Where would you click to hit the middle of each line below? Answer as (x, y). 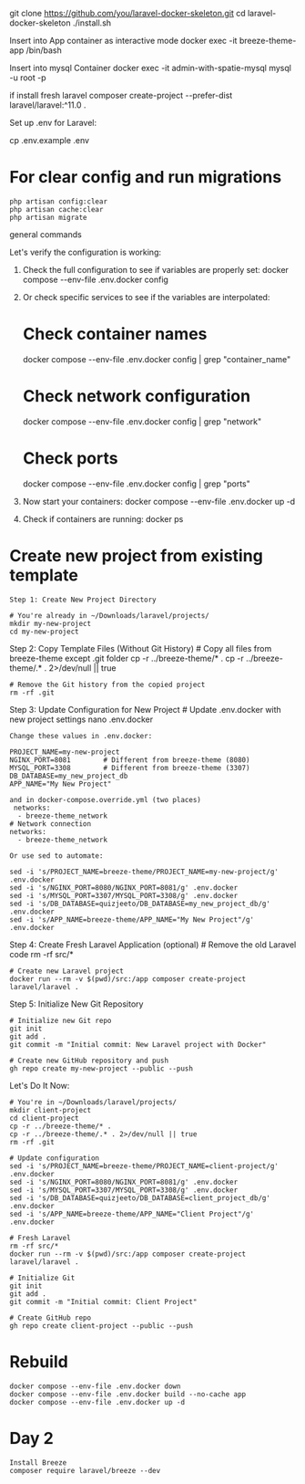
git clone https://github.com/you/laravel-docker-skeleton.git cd (127, 13)
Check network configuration (137, 397)
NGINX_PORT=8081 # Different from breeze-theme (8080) (130, 760)
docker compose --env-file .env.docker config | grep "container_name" (157, 359)
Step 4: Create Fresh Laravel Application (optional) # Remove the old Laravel (153, 945)
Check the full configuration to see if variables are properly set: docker (156, 269)
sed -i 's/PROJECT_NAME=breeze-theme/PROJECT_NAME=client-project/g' (144, 1166)
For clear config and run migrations (146, 178)
